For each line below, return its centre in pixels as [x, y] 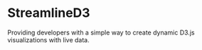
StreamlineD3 [49, 13]
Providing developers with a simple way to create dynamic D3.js [101, 32]
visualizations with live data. [49, 39]
